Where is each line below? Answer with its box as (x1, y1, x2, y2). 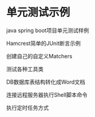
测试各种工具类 (6, 65, 44, 73)
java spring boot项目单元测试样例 (6, 27, 90, 34)
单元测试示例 (6, 5, 71, 19)
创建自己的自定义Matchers (6, 52, 73, 59)
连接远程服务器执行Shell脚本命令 (6, 91, 88, 98)
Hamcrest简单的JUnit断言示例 (6, 39, 81, 47)
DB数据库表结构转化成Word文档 (6, 78, 86, 85)
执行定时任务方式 (6, 104, 49, 111)
